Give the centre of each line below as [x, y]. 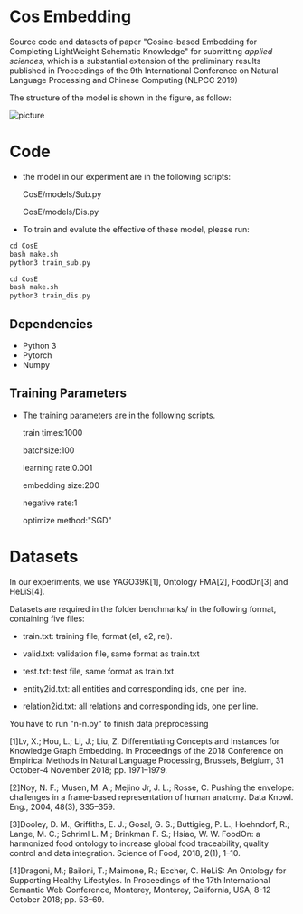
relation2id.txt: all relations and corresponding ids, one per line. [140, 706]
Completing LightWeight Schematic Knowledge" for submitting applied [141, 51]
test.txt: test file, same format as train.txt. [99, 671]
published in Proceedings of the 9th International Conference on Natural [144, 71]
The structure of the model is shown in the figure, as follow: [121, 98]
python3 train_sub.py [50, 263]
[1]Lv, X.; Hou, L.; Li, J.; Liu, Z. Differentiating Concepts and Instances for [145, 741]
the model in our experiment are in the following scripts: [127, 176]
